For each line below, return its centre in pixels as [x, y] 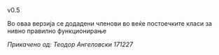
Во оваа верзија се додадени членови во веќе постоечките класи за [109, 23]
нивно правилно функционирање [57, 31]
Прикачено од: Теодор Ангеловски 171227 [70, 44]
